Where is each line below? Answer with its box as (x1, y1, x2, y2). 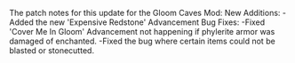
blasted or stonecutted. (9, 45, 95, 56)
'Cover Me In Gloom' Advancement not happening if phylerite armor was (9, 27, 275, 36)
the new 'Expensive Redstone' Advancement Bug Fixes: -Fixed (35, 17, 266, 28)
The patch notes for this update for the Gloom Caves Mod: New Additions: (9, 8, 281, 18)
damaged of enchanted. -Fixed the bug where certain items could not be (9, 35, 275, 46)
